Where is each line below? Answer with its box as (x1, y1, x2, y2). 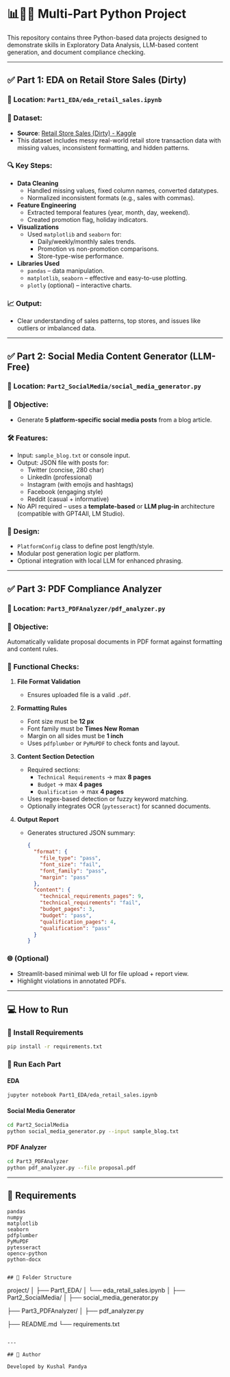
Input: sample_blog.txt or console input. (16, 451, 131, 460)
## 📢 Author (7, 1351, 41, 1358)
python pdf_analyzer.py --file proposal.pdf (7, 1165, 136, 1171)
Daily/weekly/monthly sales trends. (37, 237, 136, 245)
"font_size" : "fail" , (40, 861, 101, 868)
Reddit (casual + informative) (27, 495, 110, 503)
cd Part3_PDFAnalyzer (7, 1158, 69, 1165)
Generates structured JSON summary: (27, 829, 136, 837)
